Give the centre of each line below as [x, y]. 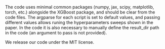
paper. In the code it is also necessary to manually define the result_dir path [82, 28]
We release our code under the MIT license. [50, 42]
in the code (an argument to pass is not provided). [56, 33]
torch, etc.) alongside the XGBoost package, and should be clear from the [80, 12]
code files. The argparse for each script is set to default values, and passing [83, 17]
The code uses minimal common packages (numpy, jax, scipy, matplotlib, [80, 7]
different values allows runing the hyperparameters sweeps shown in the [79, 22]
